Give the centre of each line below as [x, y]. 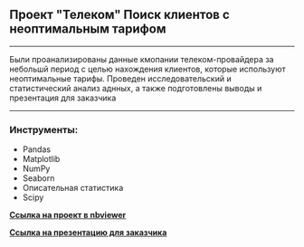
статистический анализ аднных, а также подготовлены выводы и [136, 88]
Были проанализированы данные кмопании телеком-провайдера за [142, 59]
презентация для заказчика [63, 98]
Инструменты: [44, 129]
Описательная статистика [73, 188]
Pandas [37, 149]
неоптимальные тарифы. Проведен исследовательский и [121, 78]
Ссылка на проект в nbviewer [68, 215]
